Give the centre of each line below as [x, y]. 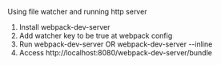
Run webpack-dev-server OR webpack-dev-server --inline [116, 44]
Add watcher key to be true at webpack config [96, 36]
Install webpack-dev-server [64, 27]
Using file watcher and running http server [77, 12]
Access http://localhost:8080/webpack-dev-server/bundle [116, 53]
